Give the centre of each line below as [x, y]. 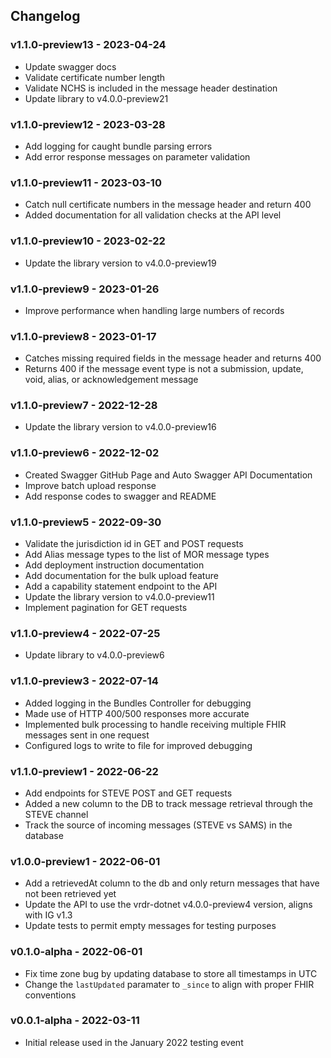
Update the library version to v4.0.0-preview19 [120, 263]
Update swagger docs [70, 66]
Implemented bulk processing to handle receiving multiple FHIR [155, 724]
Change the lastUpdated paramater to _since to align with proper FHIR [169, 984]
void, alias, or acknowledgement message [111, 380]
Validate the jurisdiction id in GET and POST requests [134, 544]
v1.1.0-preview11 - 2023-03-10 [86, 182]
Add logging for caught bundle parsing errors [118, 146]
